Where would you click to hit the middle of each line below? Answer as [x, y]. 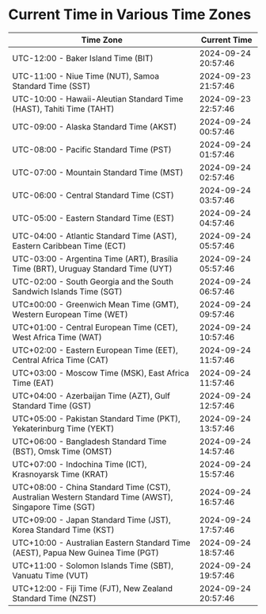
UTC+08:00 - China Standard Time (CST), [91, 487]
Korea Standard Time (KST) [63, 530]
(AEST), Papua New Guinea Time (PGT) [86, 552]
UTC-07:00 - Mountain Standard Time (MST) [98, 172]
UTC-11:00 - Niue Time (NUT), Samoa [86, 75]
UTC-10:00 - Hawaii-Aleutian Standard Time [98, 98]
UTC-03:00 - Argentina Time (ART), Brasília [95, 258]
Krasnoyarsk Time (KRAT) [60, 474]
